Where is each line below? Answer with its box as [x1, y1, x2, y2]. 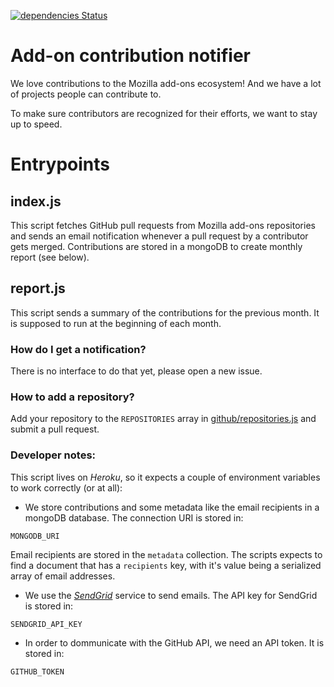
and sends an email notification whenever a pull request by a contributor [10, 230, 309, 242]
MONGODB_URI [10, 531, 60, 541]
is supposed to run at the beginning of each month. [10, 317, 222, 329]
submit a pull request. [10, 423, 100, 435]
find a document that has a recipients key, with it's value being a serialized [10, 559, 322, 571]
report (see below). [10, 251, 90, 263]
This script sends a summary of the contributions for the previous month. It [10, 306, 320, 319]
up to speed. [10, 118, 63, 130]
